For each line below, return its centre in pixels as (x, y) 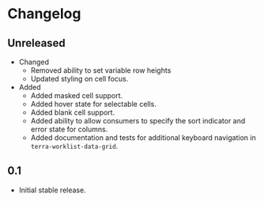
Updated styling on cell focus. (79, 79)
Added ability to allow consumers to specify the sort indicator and (138, 121)
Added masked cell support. (77, 95)
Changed (34, 62)
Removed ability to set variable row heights (101, 70)
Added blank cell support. (73, 112)
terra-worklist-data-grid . (74, 146)
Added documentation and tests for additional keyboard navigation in (143, 138)
